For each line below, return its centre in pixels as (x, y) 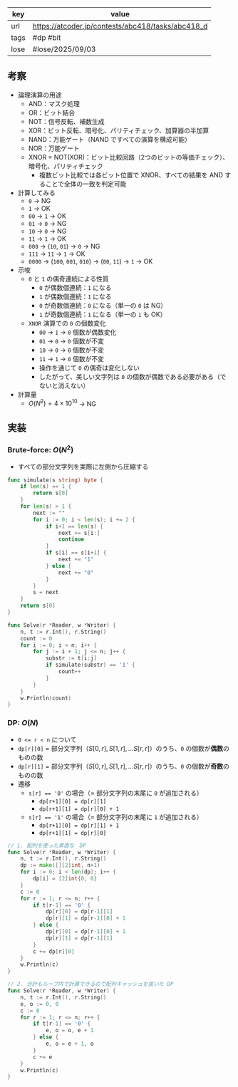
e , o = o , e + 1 (69, 1031)
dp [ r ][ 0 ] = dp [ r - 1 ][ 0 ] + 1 (86, 932)
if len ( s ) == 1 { (46, 487)
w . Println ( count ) (46, 698)
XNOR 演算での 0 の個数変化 (67, 323)
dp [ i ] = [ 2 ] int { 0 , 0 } (65, 879)
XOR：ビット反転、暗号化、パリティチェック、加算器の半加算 (119, 130)
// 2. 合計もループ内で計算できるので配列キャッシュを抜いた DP (90, 984)
